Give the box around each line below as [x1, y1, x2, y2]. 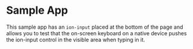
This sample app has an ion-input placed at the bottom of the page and [6, 23, 183, 30]
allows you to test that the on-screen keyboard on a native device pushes [6, 29, 187, 36]
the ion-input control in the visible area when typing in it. [6, 36, 145, 43]
